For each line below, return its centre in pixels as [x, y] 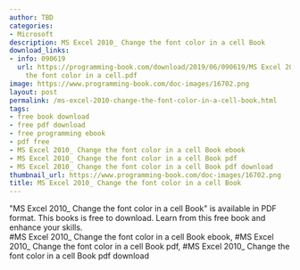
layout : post [33, 92]
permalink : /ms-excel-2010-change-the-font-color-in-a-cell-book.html [143, 100]
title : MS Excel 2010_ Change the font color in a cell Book [125, 184]
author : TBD [31, 17]
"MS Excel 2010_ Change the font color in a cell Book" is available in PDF [143, 209]
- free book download [50, 117]
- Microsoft [31, 34]
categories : [31, 26]
